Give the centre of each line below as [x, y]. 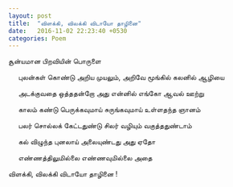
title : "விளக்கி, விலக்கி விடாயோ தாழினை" [75, 23]
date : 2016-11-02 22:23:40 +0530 [68, 31]
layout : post [30, 16]
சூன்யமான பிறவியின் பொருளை [55, 61]
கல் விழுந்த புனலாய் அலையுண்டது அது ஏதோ [87, 142]
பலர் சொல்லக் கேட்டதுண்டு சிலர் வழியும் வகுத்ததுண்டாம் [105, 126]
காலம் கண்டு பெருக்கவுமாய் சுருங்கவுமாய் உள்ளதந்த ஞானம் [109, 110]
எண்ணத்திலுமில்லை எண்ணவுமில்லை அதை [85, 158]
